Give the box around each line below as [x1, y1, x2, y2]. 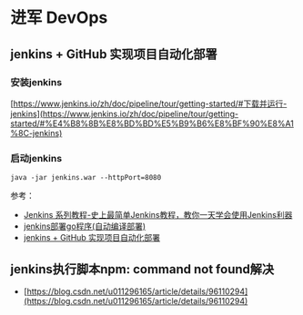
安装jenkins [10, 75, 63, 88]
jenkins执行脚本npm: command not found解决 [10, 261, 275, 277]
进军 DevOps [10, 7, 108, 28]
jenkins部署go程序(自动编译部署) [23, 221, 146, 231]
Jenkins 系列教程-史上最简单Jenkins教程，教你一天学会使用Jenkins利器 [23, 210, 293, 221]
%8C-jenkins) [10, 127, 63, 138]
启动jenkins [10, 152, 63, 164]
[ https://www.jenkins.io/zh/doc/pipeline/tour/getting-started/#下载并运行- [10, 98, 288, 109]
